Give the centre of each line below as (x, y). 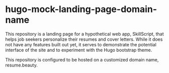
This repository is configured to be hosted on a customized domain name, (82, 59)
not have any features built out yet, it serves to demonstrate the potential (81, 44)
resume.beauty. (21, 65)
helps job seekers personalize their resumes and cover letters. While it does (84, 39)
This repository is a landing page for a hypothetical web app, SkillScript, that (84, 34)
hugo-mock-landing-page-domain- (81, 9)
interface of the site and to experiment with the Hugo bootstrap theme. (79, 50)
